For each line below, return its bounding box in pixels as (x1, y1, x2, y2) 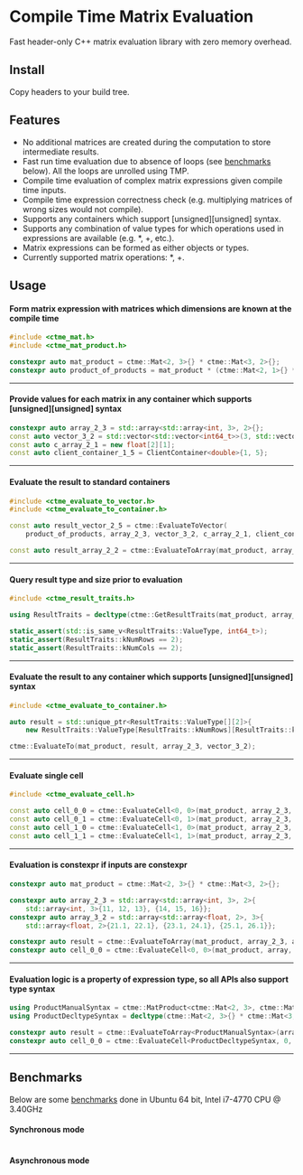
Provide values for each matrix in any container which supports (9, 394, 252, 405)
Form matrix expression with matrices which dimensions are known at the (9, 303, 292, 313)
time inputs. (22, 184, 67, 195)
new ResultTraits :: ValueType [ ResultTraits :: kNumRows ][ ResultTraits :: (25, 725, 293, 735)
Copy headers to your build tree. (9, 86, 130, 97)
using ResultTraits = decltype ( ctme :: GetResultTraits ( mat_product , (9, 611, 269, 620)
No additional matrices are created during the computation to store (22, 136, 271, 147)
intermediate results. (22, 146, 99, 157)
